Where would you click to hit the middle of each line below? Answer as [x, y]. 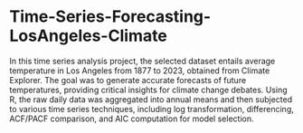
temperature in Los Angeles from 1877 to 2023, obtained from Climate [140, 71]
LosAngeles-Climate [88, 36]
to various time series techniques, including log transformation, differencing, [151, 109]
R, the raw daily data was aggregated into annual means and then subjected [151, 99]
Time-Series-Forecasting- [110, 17]
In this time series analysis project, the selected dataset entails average [142, 61]
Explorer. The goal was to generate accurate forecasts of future [128, 80]
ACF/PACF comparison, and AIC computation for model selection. [132, 119]
